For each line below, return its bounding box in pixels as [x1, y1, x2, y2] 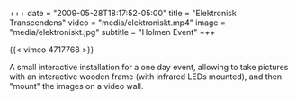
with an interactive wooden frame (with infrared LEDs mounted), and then [9, 71, 282, 82]
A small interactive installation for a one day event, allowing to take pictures [9, 62, 289, 72]
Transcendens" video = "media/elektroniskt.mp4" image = [9, 17, 227, 28]
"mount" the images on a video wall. [9, 81, 144, 91]
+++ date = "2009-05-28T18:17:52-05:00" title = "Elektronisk [9, 8, 237, 18]
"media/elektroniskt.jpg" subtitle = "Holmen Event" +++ [9, 27, 216, 37]
